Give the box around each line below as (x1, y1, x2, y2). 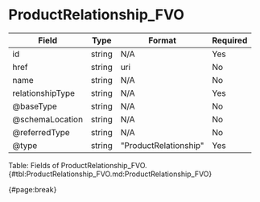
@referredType (12, 126, 70, 138)
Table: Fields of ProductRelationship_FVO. (8, 160, 147, 170)
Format (148, 35, 177, 46)
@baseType (12, 101, 58, 112)
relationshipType (12, 87, 75, 98)
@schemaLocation (12, 113, 83, 125)
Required (212, 35, 248, 46)
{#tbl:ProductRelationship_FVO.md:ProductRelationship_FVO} (8, 169, 213, 179)
